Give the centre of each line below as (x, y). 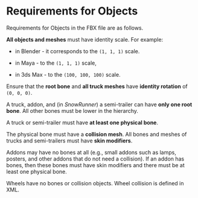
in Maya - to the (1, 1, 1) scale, (56, 63)
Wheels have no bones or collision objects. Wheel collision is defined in (95, 183)
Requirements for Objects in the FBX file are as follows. (75, 28)
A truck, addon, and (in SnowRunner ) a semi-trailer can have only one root (99, 104)
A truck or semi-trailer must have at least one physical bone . (82, 123)
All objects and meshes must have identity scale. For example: (85, 39)
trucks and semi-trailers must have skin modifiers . (69, 141)
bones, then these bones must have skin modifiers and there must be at (96, 165)
